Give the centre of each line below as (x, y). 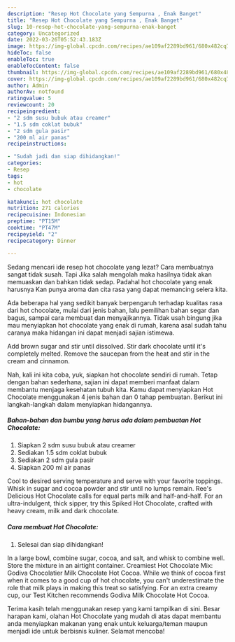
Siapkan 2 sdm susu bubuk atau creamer (77, 445)
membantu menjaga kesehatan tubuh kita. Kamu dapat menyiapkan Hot (110, 389)
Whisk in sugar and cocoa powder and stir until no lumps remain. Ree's (109, 489)
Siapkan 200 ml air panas (54, 468)
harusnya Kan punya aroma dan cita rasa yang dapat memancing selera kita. (117, 289)
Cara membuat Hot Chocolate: (53, 527)
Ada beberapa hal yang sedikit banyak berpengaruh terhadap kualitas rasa (115, 302)
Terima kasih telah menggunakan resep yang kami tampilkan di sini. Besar (114, 609)
